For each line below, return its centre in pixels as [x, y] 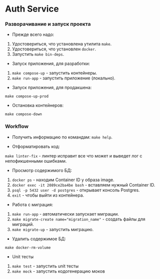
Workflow [17, 126]
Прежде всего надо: [33, 34]
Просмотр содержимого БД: [42, 170]
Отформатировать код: [36, 146]
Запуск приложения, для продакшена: [52, 88]
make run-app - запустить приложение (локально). [64, 78]
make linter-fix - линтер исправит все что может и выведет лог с [74, 155]
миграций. [23, 224]
